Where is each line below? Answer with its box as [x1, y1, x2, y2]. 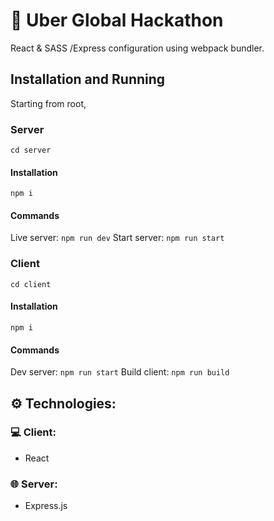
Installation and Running [10, 71, 166, 88]
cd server [10, 145, 52, 156]
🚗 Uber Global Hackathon [10, 9, 224, 32]
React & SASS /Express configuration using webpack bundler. [10, 42, 265, 54]
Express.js [24, 500, 68, 512]
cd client [10, 279, 52, 289]
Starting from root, [10, 97, 87, 109]
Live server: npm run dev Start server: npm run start [10, 232, 225, 244]
